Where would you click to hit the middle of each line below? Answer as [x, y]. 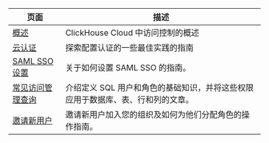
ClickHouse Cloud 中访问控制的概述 [132, 33]
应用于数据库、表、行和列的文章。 [129, 99]
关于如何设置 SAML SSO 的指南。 [128, 68]
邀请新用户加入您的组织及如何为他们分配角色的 [153, 115]
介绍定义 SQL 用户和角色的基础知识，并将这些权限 [160, 87]
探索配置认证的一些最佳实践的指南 [129, 48]
